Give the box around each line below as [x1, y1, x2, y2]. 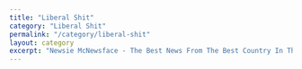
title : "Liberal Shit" [9, 13, 94, 22]
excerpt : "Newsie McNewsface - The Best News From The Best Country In [9, 47, 283, 56]
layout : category [9, 38, 75, 47]
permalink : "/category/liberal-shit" [9, 30, 151, 39]
